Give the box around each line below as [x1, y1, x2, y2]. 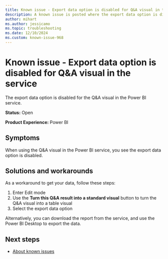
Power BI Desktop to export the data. [5, 220, 81, 226]
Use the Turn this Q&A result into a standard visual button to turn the [12, 195, 156, 201]
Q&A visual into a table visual [12, 200, 72, 206]
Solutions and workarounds [5, 167, 93, 175]
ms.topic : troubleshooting [5, 26, 61, 31]
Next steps [5, 235, 40, 243]
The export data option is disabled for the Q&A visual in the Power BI [5, 94, 146, 100]
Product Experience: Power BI [5, 119, 68, 125]
